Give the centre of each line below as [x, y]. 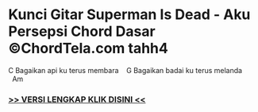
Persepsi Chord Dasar [82, 31]
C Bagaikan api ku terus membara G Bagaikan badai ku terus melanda [125, 70]
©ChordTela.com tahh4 [88, 48]
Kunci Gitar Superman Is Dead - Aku [129, 15]
